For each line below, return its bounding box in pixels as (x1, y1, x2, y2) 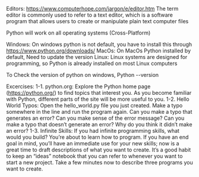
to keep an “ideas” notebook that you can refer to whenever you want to (6, 153, 183, 160)
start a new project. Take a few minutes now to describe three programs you (6, 159, 193, 166)
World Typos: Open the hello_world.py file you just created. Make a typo (6, 102, 183, 109)
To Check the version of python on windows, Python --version (6, 72, 159, 78)
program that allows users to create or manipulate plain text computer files (6, 18, 189, 24)
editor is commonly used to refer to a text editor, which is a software (6, 11, 173, 18)
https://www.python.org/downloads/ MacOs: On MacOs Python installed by (6, 47, 191, 54)
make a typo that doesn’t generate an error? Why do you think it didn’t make (6, 121, 192, 128)
